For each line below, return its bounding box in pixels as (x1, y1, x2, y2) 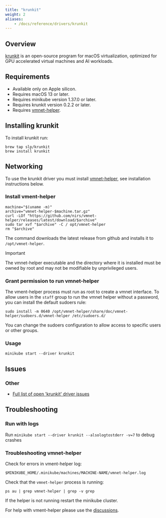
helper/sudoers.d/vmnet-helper (5, 314, 70, 319)
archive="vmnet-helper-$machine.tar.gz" (5, 209, 91, 214)
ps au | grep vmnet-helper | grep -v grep (5, 489, 95, 494)
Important (5, 250, 25, 256)
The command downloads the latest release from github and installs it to (5, 235, 154, 241)
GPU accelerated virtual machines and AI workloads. (5, 58, 114, 64)
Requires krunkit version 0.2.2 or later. (12, 102, 91, 108)
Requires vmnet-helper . (12, 107, 61, 113)
